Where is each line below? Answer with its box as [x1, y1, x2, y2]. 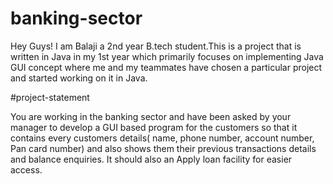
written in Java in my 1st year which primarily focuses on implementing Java [10, 50, 324, 62]
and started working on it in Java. [10, 72, 148, 84]
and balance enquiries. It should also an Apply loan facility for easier [10, 153, 293, 165]
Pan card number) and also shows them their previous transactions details [10, 142, 317, 154]
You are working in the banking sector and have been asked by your [10, 110, 292, 122]
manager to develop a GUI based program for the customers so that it [10, 121, 298, 133]
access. [10, 163, 43, 176]
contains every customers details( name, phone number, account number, [10, 132, 315, 144]
